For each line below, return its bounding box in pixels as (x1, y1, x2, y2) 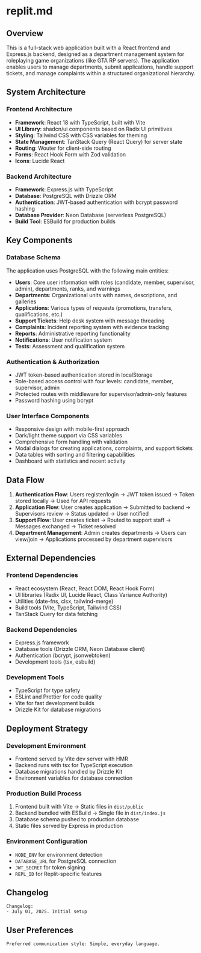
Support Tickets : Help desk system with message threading (14, 317, 165, 324)
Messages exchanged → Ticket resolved (14, 523, 116, 530)
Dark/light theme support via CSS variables (14, 432, 122, 439)
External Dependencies (6, 553, 96, 563)
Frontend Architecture (6, 105, 73, 114)
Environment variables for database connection (14, 774, 133, 782)
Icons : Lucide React (14, 157, 65, 164)
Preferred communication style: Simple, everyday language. (6, 941, 161, 947)
